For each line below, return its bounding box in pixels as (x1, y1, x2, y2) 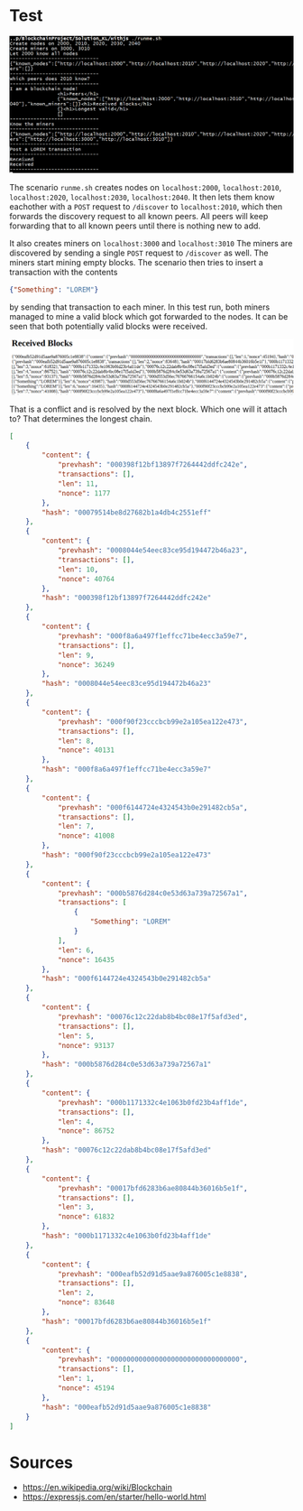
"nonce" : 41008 (57, 831, 115, 840)
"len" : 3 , (57, 1202, 95, 1212)
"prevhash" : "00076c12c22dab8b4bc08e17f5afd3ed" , (57, 1012, 248, 1021)
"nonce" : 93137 (57, 1041, 115, 1050)
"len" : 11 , (57, 479, 99, 488)
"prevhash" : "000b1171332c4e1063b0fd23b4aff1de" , (57, 1098, 248, 1107)
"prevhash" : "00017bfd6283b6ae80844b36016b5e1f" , (57, 1183, 248, 1192)
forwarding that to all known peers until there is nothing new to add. (9, 220, 262, 231)
